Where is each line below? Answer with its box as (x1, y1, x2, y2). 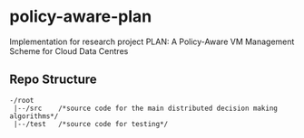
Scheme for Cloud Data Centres (9, 45, 129, 56)
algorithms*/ (9, 111, 59, 121)
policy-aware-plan (9, 6, 152, 27)
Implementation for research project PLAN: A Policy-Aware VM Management (9, 36, 295, 47)
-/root (9, 96, 34, 105)
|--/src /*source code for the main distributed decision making (13, 104, 279, 113)
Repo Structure (9, 72, 97, 87)
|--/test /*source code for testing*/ (13, 119, 169, 128)
